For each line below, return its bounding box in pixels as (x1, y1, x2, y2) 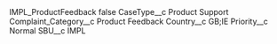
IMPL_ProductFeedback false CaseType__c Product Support (9, 7, 229, 17)
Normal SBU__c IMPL (9, 26, 86, 36)
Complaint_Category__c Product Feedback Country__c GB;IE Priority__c (9, 16, 268, 26)
